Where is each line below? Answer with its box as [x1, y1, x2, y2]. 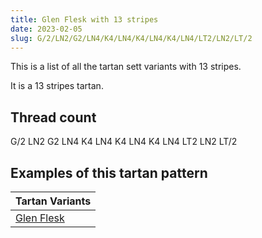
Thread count [10, 109, 97, 126]
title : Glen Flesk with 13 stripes [10, 14, 159, 25]
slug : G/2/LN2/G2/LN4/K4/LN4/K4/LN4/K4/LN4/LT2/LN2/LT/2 [10, 33, 253, 43]
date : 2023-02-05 [10, 24, 83, 34]
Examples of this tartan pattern [10, 164, 208, 181]
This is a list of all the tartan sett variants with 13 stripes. [10, 61, 242, 73]
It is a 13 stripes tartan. [10, 80, 104, 92]
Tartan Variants [15, 194, 92, 208]
